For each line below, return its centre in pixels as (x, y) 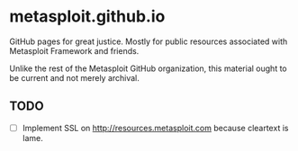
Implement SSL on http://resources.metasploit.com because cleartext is (155, 128)
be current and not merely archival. (74, 77)
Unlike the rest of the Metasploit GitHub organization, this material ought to (148, 68)
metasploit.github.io (87, 17)
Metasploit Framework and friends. (74, 50)
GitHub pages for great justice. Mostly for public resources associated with (149, 41)
